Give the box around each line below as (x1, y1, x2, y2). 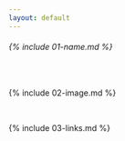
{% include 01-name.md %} (8, 42, 113, 53)
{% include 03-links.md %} (8, 122, 111, 133)
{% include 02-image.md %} (8, 87, 117, 98)
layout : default (8, 13, 70, 23)
